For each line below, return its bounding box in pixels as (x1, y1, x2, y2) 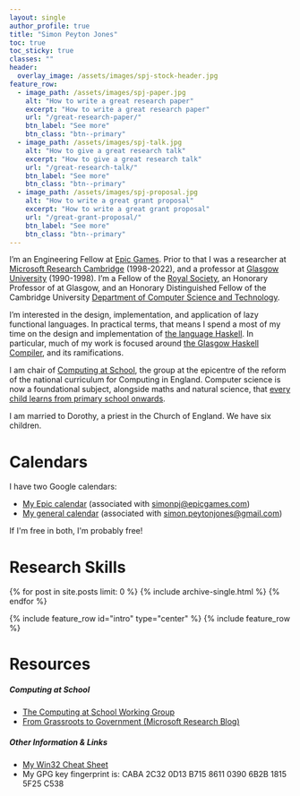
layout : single (9, 13, 66, 22)
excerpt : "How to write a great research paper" (25, 105, 210, 114)
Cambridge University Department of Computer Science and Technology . (9, 292, 280, 303)
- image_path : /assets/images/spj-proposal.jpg (17, 188, 199, 197)
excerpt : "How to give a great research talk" (25, 154, 202, 164)
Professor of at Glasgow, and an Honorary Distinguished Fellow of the (9, 283, 267, 294)
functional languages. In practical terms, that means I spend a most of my (9, 319, 281, 330)
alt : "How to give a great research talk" (25, 146, 186, 155)
